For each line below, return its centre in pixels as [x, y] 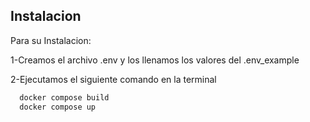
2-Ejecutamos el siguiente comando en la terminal [113, 79]
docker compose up [58, 107]
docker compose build [64, 97]
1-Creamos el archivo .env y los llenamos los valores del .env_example [155, 60]
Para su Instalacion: [51, 40]
